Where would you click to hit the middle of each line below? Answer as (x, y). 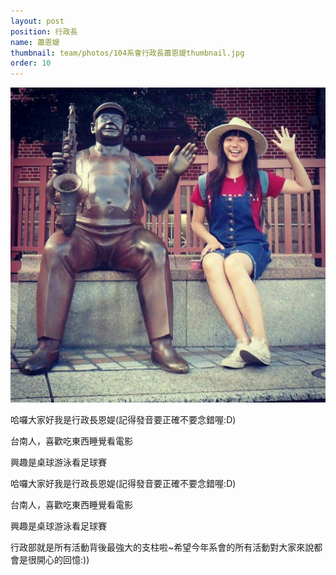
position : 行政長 (44, 31)
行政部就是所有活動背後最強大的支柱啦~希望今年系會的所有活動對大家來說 (162, 547)
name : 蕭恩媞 (35, 42)
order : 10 (31, 63)
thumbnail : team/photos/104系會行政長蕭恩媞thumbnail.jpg (127, 53)
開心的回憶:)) (63, 560)
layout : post (37, 21)
